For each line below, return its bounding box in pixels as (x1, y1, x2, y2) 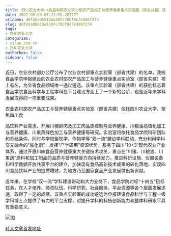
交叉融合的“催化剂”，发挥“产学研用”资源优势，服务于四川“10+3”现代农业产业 (5, 142, 166, 148)
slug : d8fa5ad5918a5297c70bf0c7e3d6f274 (5, 21, 93, 27)
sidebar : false (5, 55, 38, 60)
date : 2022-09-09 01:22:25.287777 (5, 12, 79, 17)
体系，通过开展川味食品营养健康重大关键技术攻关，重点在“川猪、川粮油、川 (5, 148, 164, 154)
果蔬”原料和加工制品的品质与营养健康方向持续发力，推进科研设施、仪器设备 (5, 155, 164, 161)
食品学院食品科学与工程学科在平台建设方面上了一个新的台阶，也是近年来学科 (5, 89, 166, 95)
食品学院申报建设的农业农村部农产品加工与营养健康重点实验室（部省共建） (5, 76, 161, 82)
